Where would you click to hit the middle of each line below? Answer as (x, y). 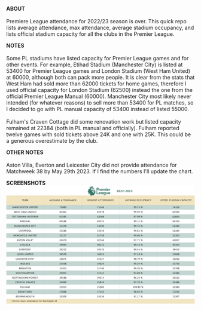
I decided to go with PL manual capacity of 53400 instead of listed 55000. (98, 109)
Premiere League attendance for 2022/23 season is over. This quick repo (96, 21)
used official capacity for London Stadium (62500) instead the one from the (100, 90)
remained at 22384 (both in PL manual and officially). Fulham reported (93, 128)
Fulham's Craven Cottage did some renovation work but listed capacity (94, 122)
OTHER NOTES (25, 152)
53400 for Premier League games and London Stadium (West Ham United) (98, 71)
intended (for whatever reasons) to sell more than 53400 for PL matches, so (100, 103)
